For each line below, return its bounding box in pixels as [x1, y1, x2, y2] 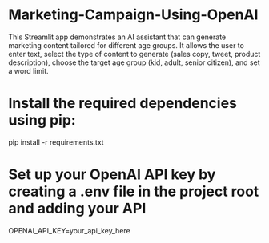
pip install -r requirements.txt [8, 137, 104, 147]
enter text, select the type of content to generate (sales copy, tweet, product [8, 49, 261, 58]
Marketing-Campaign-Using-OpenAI [8, 6, 259, 24]
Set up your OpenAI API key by [8, 165, 216, 184]
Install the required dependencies [8, 94, 238, 113]
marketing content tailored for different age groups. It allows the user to [8, 40, 244, 50]
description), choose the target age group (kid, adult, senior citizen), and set [8, 58, 260, 67]
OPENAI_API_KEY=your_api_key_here [8, 225, 130, 235]
